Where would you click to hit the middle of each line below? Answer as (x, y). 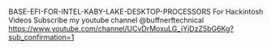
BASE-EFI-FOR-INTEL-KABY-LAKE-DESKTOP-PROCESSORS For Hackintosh (136, 12)
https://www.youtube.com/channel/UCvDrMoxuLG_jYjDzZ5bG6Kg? (121, 29)
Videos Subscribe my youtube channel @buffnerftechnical (106, 20)
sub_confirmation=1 (41, 37)
